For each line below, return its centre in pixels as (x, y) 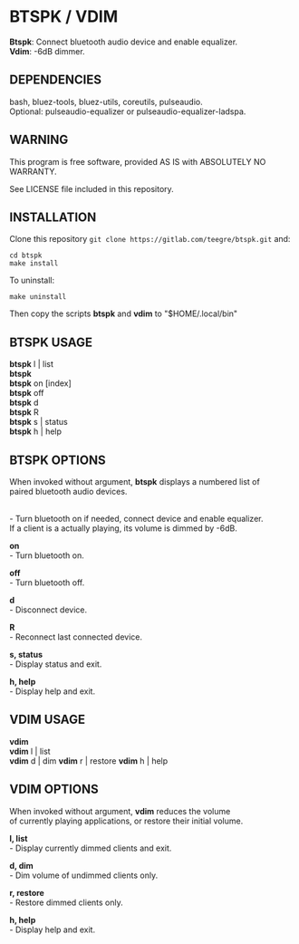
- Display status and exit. (56, 664)
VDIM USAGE (48, 720)
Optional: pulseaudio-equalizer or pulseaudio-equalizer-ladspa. (128, 111)
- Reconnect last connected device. (76, 637)
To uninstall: (32, 280)
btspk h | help (35, 431)
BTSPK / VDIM (64, 17)
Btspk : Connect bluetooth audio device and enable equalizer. (124, 42)
